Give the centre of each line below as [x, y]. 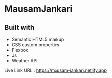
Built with [20, 28]
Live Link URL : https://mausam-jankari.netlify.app [56, 70]
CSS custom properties [36, 45]
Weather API [25, 60]
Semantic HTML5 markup [38, 39]
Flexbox [20, 50]
